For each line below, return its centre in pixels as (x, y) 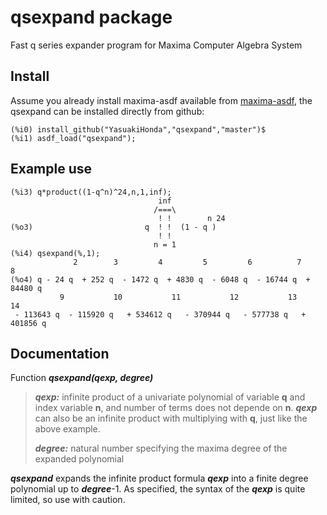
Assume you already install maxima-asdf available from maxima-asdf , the (161, 100)
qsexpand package (91, 17)
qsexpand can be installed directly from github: (107, 111)
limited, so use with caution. (68, 500)
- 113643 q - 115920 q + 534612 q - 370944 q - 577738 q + (160, 314)
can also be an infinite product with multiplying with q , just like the (171, 418)
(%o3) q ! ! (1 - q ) (113, 227)
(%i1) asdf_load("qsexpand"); (73, 138)
